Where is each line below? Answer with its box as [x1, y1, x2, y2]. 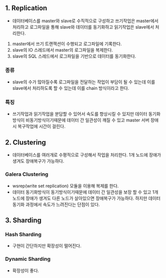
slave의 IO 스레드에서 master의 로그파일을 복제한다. [12, 47, 113, 53]
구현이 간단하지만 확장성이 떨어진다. [12, 243, 82, 249]
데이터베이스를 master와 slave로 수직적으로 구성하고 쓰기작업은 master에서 [12, 17, 159, 24]
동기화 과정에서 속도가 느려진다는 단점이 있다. [12, 201, 100, 208]
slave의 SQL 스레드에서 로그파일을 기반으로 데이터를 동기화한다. [12, 53, 136, 59]
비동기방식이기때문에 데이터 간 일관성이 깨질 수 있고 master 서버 [25, 117, 150, 123]
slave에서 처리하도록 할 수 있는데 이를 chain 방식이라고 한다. [12, 85, 129, 91]
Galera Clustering [5, 171, 49, 178]
